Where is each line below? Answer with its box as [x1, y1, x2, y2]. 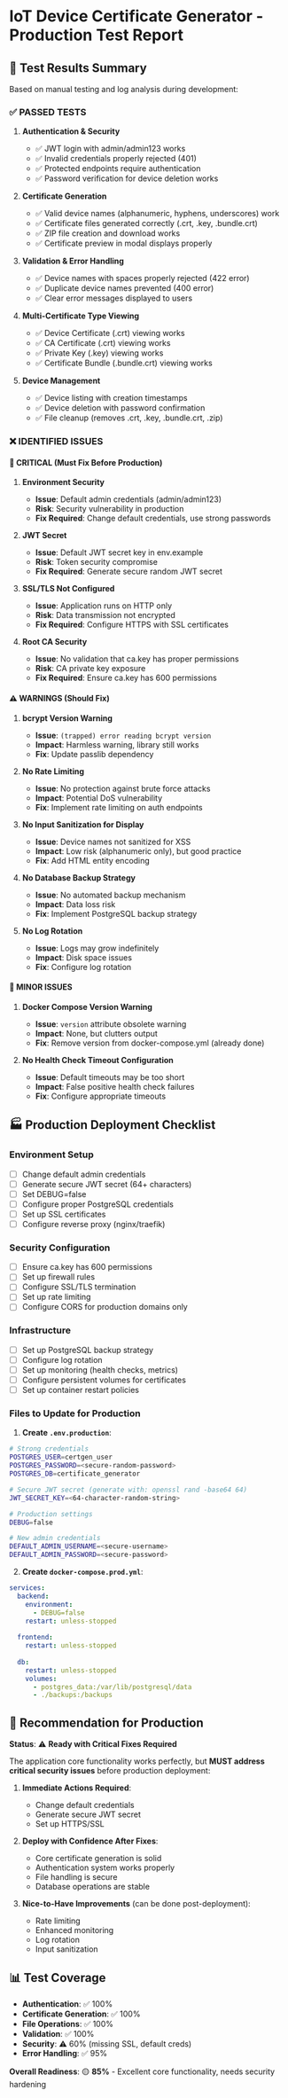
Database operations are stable [35, 1882, 151, 1892]
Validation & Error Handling [21, 255, 124, 267]
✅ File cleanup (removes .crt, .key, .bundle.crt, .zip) [35, 412, 223, 423]
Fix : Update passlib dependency [35, 748, 154, 759]
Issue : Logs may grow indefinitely [35, 943, 160, 953]
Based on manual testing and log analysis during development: [9, 84, 239, 94]
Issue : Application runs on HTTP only [35, 600, 173, 611]
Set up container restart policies [21, 1385, 140, 1396]
